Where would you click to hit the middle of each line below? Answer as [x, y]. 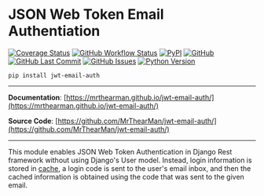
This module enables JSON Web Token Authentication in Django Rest [120, 151]
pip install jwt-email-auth [54, 75]
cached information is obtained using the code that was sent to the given [126, 176]
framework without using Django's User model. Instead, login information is [130, 160]
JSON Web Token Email [86, 15]
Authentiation [54, 31]
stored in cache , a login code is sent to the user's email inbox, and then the [130, 168]
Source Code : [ [33, 121]
